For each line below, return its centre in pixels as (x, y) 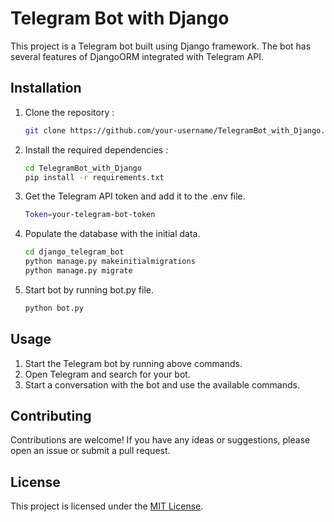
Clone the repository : (69, 112)
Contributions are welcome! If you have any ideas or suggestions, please (160, 440)
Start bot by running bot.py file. (89, 289)
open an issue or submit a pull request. (90, 451)
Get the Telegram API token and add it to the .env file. (135, 196)
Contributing (51, 415)
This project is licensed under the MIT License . (107, 506)
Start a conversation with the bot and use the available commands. (162, 384)
